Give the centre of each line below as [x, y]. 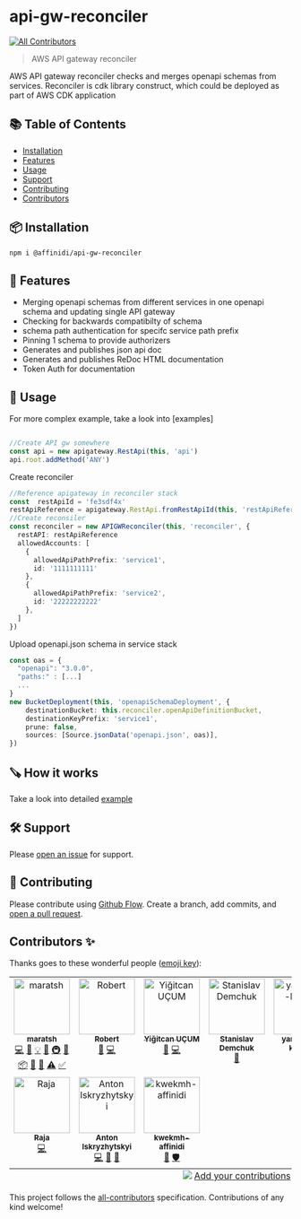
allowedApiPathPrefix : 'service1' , [99, 560]
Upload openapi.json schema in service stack [93, 644]
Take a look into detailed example [71, 799]
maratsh [42, 1039]
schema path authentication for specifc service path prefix [130, 331]
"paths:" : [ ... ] [50, 677]
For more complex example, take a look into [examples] [112, 419]
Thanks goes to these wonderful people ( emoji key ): [106, 963]
